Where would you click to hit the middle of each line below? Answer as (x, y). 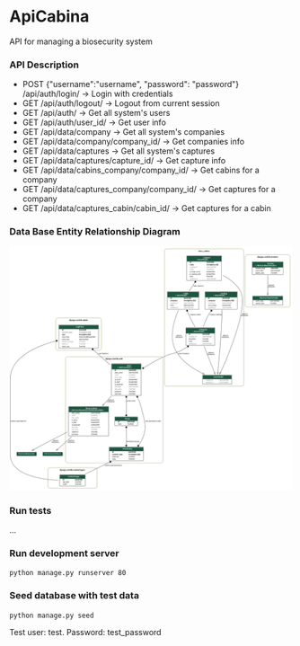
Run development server (64, 553)
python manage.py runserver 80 (68, 573)
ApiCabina (49, 17)
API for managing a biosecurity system (81, 41)
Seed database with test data (74, 596)
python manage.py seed (52, 615)
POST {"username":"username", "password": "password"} (131, 84)
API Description (44, 65)
